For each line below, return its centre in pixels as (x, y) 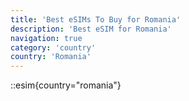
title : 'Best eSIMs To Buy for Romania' (96, 19)
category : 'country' (53, 47)
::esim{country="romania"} (66, 85)
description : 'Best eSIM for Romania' (91, 29)
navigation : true (46, 38)
